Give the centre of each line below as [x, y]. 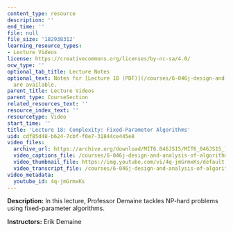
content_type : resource [42, 14]
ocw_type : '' [26, 65]
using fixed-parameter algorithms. [56, 208]
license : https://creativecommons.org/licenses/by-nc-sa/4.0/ [99, 59]
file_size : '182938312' [42, 40]
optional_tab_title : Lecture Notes [59, 71]
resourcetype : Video [37, 117]
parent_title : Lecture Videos [51, 91]
